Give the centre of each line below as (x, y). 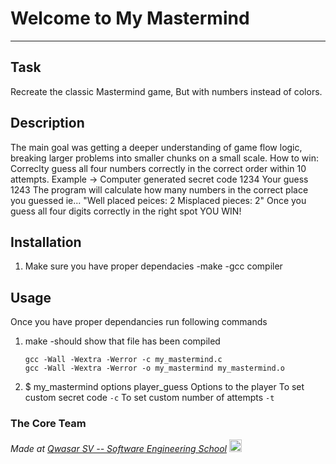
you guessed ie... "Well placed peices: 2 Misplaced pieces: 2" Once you (158, 200)
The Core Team (48, 424)
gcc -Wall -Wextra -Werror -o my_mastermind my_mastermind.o (155, 368)
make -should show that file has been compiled (122, 341)
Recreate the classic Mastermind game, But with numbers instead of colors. (166, 91)
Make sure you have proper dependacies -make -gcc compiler (153, 266)
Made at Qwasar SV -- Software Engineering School (118, 449)
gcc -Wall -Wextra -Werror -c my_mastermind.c (123, 360)
